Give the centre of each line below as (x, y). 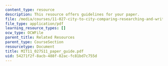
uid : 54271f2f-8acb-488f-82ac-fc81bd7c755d (51, 56)
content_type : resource (30, 10)
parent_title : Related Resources (40, 38)
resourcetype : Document (30, 47)
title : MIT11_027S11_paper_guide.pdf (44, 51)
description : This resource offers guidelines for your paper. (72, 14)
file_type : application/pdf (34, 24)
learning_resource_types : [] (35, 28)
